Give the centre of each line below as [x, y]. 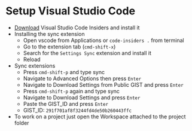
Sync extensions [35, 65]
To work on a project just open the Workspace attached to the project [100, 116]
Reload [32, 59]
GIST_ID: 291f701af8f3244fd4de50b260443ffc [77, 110]
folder [22, 123]
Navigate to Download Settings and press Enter [82, 98]
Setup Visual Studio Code [71, 11]
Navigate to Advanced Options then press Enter [82, 78]
